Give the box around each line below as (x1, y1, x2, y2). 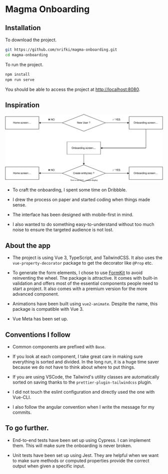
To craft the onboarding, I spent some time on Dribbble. (12, 187, 127, 193)
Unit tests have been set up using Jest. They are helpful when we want (12, 452, 159, 458)
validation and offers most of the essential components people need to (12, 280, 158, 287)
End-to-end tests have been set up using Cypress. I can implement (12, 437, 151, 443)
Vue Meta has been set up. (12, 316, 68, 322)
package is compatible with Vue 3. (12, 306, 84, 312)
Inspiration (5, 100, 40, 109)
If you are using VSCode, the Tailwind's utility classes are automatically (12, 374, 159, 380)
